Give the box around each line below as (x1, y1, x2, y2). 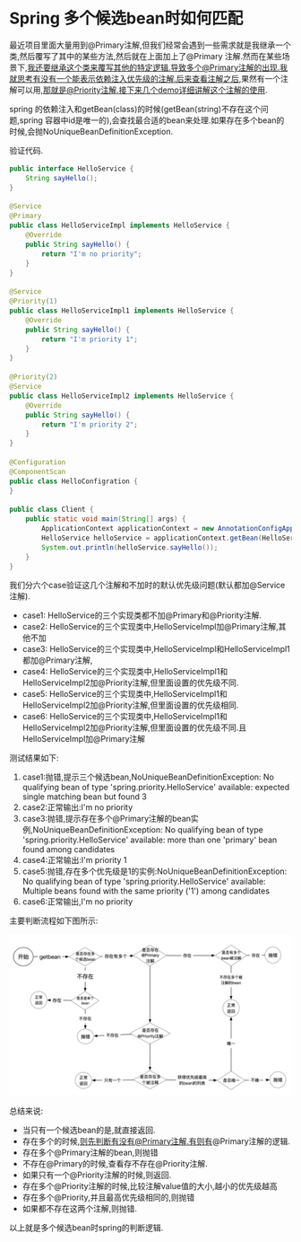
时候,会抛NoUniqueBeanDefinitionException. (9, 126, 173, 137)
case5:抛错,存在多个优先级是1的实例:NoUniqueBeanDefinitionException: (21, 866, 288, 876)
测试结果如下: (9, 752, 60, 763)
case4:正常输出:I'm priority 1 (21, 854, 127, 865)
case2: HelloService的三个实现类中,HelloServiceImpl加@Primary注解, (21, 621, 279, 631)
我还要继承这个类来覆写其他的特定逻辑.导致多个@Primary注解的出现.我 (27, 62, 288, 73)
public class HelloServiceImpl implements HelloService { (9, 221, 230, 230)
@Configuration (9, 458, 66, 467)
